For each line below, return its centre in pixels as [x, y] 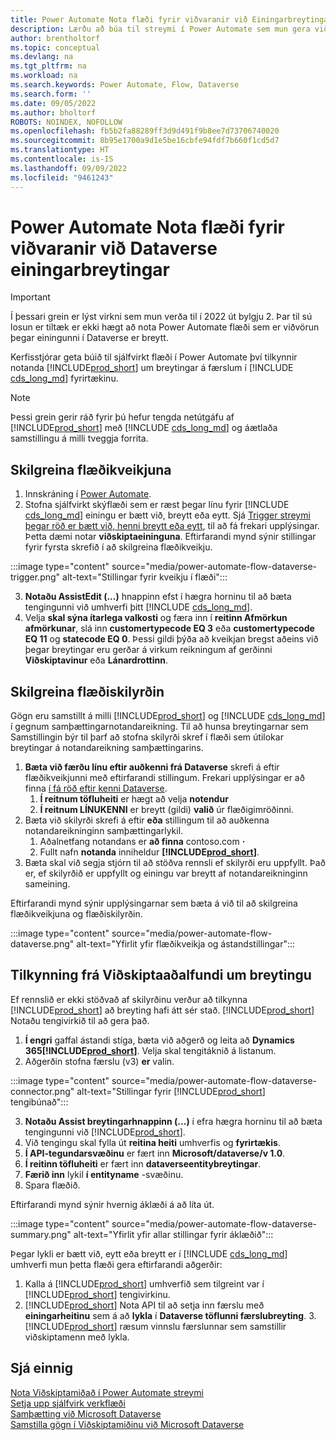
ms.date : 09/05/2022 [53, 103]
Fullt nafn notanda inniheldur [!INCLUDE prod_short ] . [149, 852]
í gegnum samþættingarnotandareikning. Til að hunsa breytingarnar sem [159, 727]
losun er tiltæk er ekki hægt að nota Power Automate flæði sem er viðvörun [165, 327]
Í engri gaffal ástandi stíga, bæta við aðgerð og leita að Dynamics [159, 1040]
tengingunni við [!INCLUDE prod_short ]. [105, 1132]
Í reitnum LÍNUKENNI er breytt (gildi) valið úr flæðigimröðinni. [166, 810]
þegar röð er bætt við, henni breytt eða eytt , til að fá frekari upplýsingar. [172, 526]
